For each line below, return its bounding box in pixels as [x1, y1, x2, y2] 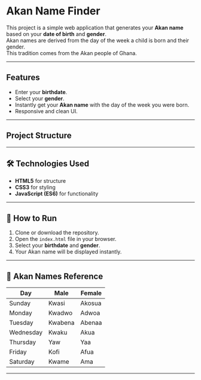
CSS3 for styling [14, 184, 56, 191]
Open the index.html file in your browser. [14, 236, 117, 243]
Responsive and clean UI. [14, 107, 78, 114]
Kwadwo [48, 309, 73, 317]
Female [80, 289, 102, 297]
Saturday [9, 358, 35, 366]
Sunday [9, 299, 31, 307]
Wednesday [9, 328, 43, 336]
